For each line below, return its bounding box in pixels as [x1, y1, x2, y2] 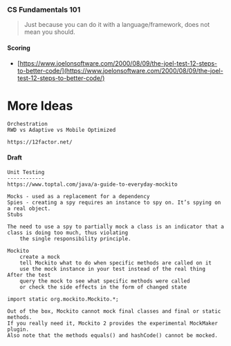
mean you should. [24, 28, 75, 36]
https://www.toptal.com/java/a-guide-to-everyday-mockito [7, 181, 178, 188]
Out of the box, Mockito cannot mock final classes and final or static [7, 307, 221, 315]
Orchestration [7, 121, 48, 128]
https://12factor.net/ [7, 139, 73, 146]
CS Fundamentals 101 [7, 5, 81, 15]
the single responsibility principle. [19, 235, 131, 242]
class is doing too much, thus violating [7, 229, 129, 236]
